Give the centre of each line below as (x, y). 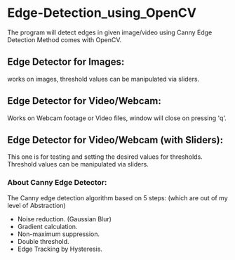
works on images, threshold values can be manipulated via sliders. (103, 79)
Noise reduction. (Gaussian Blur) (65, 219)
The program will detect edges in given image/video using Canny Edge (110, 32)
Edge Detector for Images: (66, 62)
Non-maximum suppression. (59, 234)
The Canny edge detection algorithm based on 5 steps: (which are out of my (117, 197)
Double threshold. (43, 241)
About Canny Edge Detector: (57, 183)
